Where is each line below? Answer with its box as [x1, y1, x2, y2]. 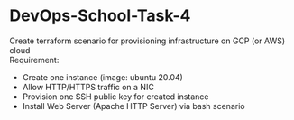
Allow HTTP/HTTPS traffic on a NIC [22, 81, 155, 92]
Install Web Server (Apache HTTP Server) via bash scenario [22, 100, 245, 111]
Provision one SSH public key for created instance [22, 91, 209, 102]
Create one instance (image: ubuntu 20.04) [22, 71, 183, 82]
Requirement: [9, 54, 60, 65]
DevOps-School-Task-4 [9, 5, 191, 26]
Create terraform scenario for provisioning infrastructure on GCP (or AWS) [9, 35, 286, 46]
